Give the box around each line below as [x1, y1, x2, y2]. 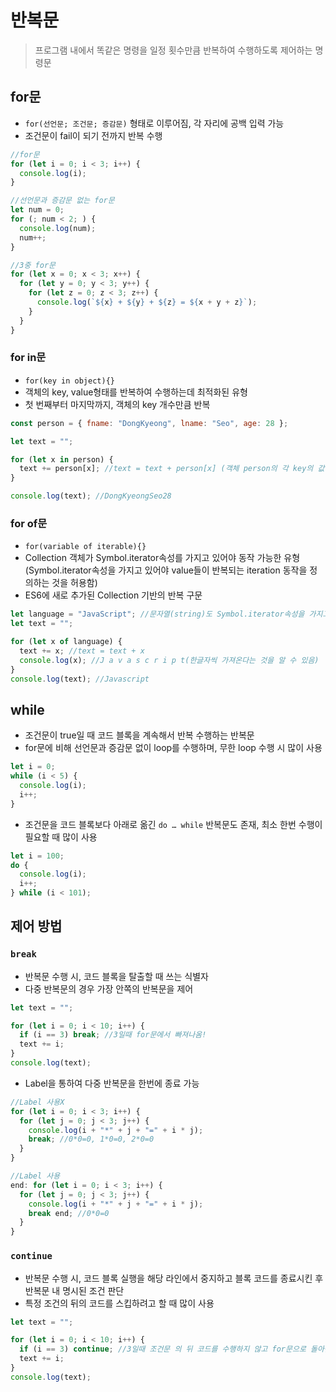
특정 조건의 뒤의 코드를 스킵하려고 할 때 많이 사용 [24, 1297, 215, 1309]
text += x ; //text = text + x [19, 646, 145, 656]
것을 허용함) [51, 577, 98, 589]
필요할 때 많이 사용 [24, 831, 98, 843]
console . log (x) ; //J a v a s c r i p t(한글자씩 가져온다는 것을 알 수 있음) [19, 655, 320, 665]
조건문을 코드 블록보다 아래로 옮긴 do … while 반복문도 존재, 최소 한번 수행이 [24, 818, 323, 830]
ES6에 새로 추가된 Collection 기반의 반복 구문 [24, 589, 203, 601]
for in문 [10, 351, 47, 365]
